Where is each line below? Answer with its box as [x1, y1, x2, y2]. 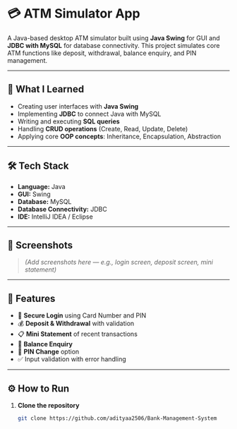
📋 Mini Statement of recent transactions [17, 330, 138, 339]
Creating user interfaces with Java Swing [17, 102, 139, 110]
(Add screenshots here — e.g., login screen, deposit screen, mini [24, 258, 214, 267]
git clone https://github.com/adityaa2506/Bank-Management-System [17, 415, 217, 422]
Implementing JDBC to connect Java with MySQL [17, 109, 162, 118]
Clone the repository [17, 401, 80, 409]
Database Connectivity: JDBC [17, 205, 107, 213]
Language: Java [17, 182, 66, 191]
